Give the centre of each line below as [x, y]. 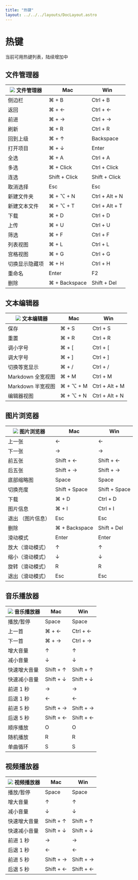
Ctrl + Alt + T [107, 206]
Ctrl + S [101, 328]
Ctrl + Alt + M [108, 386]
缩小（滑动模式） [29, 557]
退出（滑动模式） [29, 576]
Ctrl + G [101, 254]
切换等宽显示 [24, 367]
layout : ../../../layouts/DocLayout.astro [51, 15]
